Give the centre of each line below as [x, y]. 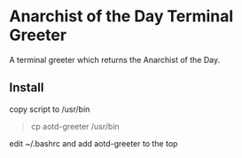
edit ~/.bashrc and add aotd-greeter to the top [94, 143]
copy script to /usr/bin [50, 109]
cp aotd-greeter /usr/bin [75, 126]
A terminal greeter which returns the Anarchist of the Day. [114, 59]
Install [27, 87]
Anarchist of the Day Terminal [121, 16]
